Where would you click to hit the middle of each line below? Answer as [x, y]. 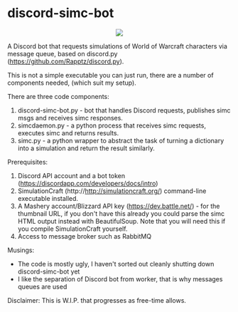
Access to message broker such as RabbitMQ [84, 236]
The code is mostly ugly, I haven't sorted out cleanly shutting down [116, 264]
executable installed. [48, 198]
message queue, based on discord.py [63, 53]
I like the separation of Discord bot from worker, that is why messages [120, 279]
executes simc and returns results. [68, 132]
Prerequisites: [28, 162]
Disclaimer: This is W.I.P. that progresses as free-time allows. [97, 300]
